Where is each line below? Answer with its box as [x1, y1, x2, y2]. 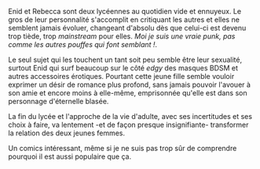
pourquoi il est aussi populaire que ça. [8, 152, 132, 161]
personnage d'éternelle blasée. [8, 97, 109, 106]
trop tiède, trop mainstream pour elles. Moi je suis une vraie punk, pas [8, 31, 236, 41]
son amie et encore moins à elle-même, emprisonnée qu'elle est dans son [8, 88, 247, 97]
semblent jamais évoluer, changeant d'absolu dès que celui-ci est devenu [8, 23, 247, 32]
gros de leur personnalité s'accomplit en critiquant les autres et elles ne [8, 15, 240, 24]
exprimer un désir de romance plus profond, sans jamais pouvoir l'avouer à [8, 80, 251, 89]
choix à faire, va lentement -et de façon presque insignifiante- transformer [8, 120, 249, 129]
